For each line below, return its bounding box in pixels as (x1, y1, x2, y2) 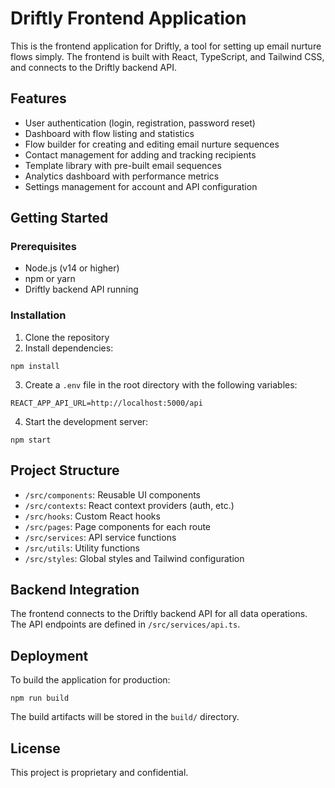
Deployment (10, 647, 89, 664)
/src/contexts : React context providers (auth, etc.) (24, 499, 235, 511)
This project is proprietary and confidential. (10, 766, 189, 778)
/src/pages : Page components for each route (24, 520, 212, 532)
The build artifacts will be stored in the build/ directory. (10, 711, 240, 723)
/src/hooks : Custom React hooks (24, 510, 161, 522)
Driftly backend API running (24, 283, 139, 296)
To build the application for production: (10, 674, 171, 686)
